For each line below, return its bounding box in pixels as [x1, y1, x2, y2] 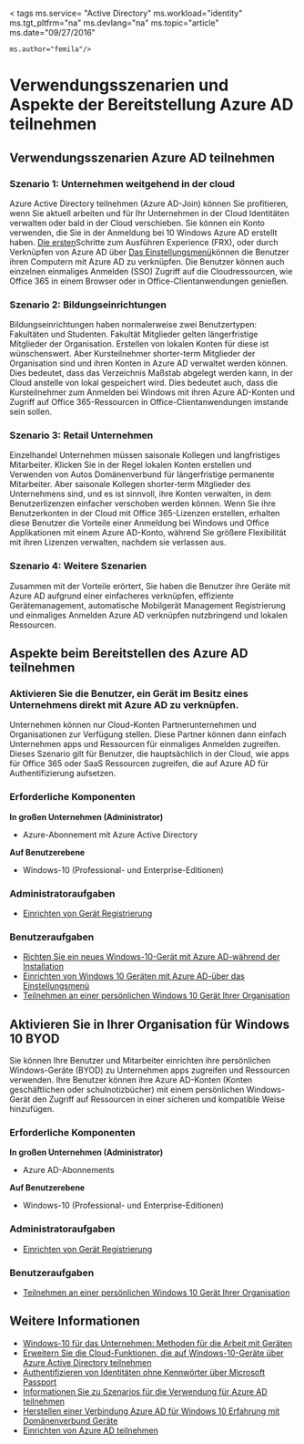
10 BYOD [9, 1031, 60, 1046]
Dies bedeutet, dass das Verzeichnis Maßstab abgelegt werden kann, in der [9, 368, 293, 379]
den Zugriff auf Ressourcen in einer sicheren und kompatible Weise [32, 1094, 285, 1105]
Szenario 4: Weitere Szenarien [9, 560, 147, 573]
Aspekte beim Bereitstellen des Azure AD [9, 646, 248, 661]
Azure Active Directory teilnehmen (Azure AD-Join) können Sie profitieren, [9, 198, 289, 209]
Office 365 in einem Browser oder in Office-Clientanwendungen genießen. [9, 275, 289, 286]
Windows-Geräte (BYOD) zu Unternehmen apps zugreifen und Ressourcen [9, 1065, 290, 1075]
